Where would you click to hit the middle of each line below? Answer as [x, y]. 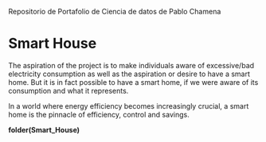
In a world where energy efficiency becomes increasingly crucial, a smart [129, 106]
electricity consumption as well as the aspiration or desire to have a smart [129, 74]
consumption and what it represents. [68, 90]
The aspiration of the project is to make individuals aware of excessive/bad [131, 65]
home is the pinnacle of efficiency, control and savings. [99, 114]
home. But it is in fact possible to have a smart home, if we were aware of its [133, 82]
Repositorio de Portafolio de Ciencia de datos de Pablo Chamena [115, 12]
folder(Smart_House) [44, 129]
